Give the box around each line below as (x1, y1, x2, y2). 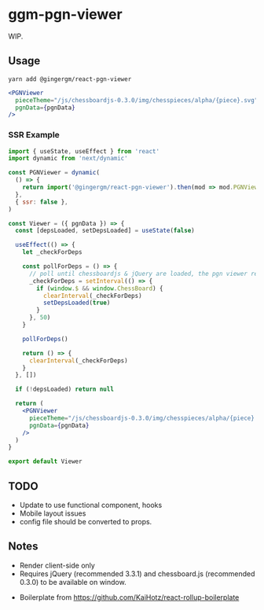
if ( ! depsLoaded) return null (15, 385, 114, 394)
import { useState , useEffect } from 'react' (8, 147, 159, 155)
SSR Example (8, 130, 60, 141)
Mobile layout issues (19, 509, 86, 518)
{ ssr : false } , (15, 198, 68, 206)
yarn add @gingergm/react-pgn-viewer (8, 75, 132, 83)
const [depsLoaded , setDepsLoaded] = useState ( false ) (15, 226, 195, 235)
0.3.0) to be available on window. (19, 577, 127, 586)
